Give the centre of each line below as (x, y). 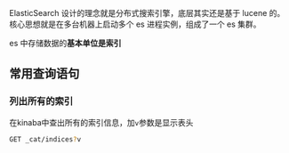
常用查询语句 (44, 74)
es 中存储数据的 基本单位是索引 (65, 43)
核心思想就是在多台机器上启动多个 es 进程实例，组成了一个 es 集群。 (135, 24)
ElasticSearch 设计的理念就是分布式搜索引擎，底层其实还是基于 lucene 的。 (147, 13)
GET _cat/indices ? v (45, 139)
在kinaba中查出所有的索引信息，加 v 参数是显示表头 (101, 122)
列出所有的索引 (41, 101)
